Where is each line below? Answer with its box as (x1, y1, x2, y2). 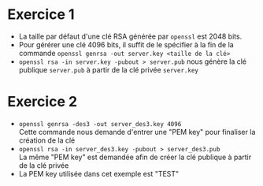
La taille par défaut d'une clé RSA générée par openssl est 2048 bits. (18, 32, 243, 41)
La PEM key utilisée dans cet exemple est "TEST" (18, 169, 180, 178)
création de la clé (18, 136, 76, 145)
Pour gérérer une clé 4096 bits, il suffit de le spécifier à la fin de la (18, 39, 234, 49)
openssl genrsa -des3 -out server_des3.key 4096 (18, 120, 182, 128)
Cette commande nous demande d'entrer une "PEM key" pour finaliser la (18, 127, 256, 136)
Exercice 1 (7, 6, 76, 24)
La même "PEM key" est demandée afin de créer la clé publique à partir (18, 152, 252, 162)
